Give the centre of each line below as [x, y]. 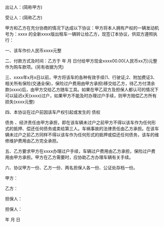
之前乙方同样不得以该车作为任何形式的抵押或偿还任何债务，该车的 [88, 135]
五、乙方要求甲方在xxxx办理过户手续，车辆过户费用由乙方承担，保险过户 [78, 151]
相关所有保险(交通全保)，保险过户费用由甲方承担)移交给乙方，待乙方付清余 [80, 83]
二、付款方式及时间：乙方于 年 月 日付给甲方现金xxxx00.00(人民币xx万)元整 [81, 61]
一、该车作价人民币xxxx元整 [33, 51]
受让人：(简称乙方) [24, 18]
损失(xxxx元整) [20, 102]
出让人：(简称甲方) [24, 7]
